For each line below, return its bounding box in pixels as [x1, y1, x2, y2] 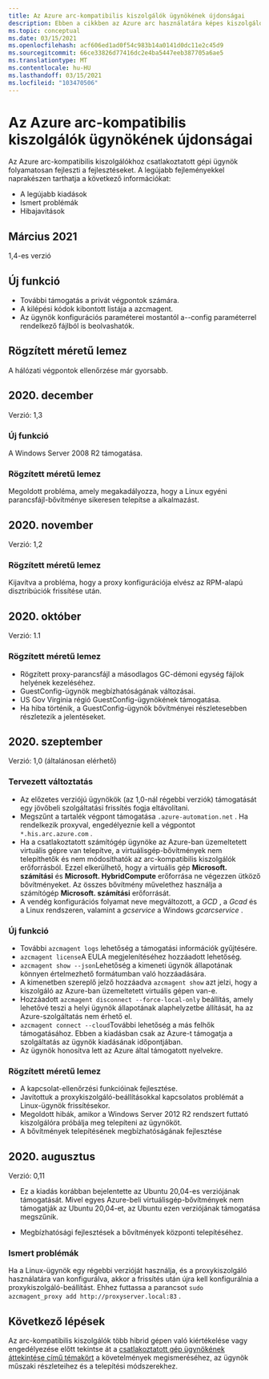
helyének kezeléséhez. [19, 677, 96, 687]
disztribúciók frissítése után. [8, 586, 102, 596]
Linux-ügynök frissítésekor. [19, 1101, 110, 1110]
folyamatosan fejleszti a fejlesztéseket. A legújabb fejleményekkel [8, 165, 225, 175]
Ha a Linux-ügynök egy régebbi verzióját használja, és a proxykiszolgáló [8, 1266, 247, 1276]
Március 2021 [8, 229, 78, 243]
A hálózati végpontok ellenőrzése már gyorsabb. [8, 366, 168, 375]
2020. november [8, 518, 94, 532]
